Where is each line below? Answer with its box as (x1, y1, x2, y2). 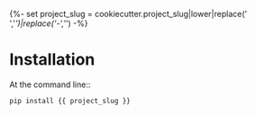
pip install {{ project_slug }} (9, 96, 131, 105)
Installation (9, 49, 96, 70)
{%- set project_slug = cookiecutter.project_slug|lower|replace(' (9, 9, 248, 19)
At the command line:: (9, 79, 91, 90)
